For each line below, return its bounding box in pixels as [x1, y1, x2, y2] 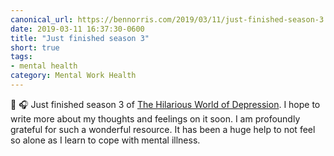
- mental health [10, 61, 78, 71]
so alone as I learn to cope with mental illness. [10, 134, 201, 146]
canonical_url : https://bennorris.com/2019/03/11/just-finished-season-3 [10, 14, 325, 25]
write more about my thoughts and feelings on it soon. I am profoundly [10, 112, 301, 125]
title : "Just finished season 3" [10, 33, 150, 43]
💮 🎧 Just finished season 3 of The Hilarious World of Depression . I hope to [10, 98, 321, 110]
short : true [10, 42, 60, 53]
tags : [10, 52, 33, 62]
